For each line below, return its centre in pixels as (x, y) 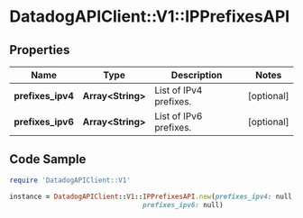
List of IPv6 (179, 116)
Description (197, 75)
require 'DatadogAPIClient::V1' (70, 180)
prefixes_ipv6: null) (183, 204)
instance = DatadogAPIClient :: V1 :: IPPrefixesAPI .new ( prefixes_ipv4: (141, 196)
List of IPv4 (179, 90)
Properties (40, 50)
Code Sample (48, 159)
